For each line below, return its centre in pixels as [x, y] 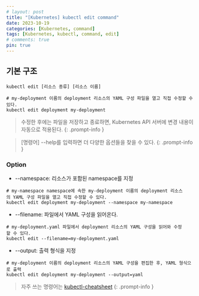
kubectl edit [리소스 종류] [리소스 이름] [54, 87]
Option [16, 164]
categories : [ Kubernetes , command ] [51, 29]
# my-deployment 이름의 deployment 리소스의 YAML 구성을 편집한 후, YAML [91, 263]
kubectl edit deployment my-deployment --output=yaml [75, 274]
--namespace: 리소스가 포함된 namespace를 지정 [74, 178]
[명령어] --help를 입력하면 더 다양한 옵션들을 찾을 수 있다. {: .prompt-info [107, 142]
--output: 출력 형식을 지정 [45, 250]
